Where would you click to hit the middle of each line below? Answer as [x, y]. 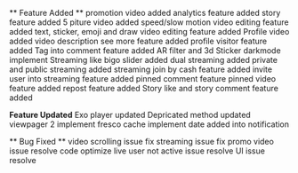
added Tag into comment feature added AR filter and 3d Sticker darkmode [145, 51]
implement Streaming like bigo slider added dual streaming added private [144, 60]
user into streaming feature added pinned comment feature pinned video [143, 79]
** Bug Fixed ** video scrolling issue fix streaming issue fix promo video [141, 142]
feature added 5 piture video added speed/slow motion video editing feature [149, 22]
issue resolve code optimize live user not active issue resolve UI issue [137, 151]
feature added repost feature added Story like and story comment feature [144, 88]
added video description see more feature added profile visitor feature [138, 41]
